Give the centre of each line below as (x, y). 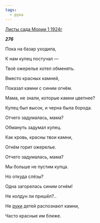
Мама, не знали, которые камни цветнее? (50, 98)
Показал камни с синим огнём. (39, 88)
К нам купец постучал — (32, 58)
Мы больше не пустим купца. (37, 166)
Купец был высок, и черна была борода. (48, 107)
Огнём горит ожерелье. (31, 147)
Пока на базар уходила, (31, 49)
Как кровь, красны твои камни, (39, 137)
